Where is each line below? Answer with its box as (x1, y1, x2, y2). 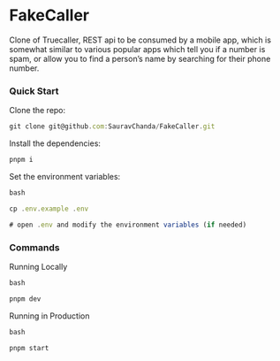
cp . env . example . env (9, 204, 89, 213)
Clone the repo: (9, 105, 66, 116)
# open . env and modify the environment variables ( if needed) (9, 220, 247, 229)
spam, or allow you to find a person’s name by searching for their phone (9, 53, 271, 64)
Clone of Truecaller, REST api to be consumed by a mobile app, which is (9, 35, 272, 45)
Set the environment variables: (9, 171, 121, 181)
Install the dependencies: (9, 138, 102, 149)
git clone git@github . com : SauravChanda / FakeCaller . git (9, 122, 216, 131)
